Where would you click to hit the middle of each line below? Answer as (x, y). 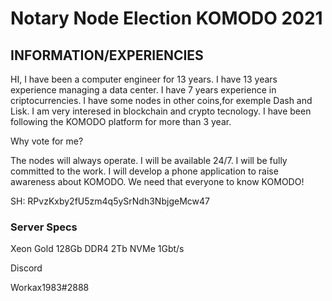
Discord (26, 268)
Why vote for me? (47, 141)
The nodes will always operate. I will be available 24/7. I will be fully (149, 160)
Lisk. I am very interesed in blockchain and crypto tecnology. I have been (161, 111)
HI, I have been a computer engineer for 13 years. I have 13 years (144, 79)
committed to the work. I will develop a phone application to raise (144, 171)
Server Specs (44, 227)
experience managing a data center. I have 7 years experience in (143, 90)
